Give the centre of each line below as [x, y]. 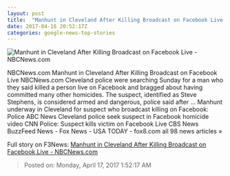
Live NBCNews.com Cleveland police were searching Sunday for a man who [115, 80]
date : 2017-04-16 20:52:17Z [48, 26]
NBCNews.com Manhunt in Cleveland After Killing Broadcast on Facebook [112, 73]
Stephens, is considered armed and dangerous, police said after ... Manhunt [115, 102]
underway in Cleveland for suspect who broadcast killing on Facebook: [108, 109]
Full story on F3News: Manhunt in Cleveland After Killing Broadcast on [107, 144]
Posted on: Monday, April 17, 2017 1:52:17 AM [87, 165]
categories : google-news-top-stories [61, 33]
